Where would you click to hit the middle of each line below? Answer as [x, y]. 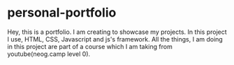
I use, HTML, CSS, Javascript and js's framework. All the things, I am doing [115, 39]
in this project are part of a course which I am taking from [90, 46]
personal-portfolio [62, 13]
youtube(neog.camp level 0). [49, 54]
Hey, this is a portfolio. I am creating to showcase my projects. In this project [117, 32]
